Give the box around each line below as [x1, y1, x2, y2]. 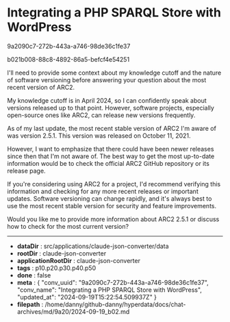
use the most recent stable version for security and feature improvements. [7, 201, 217, 210]
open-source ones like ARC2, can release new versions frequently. [7, 111, 196, 119]
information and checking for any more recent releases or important [7, 187, 199, 195]
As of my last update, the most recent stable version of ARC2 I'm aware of [7, 124, 217, 132]
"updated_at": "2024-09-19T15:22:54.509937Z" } [16, 293, 157, 301]
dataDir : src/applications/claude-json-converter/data [16, 242, 169, 250]
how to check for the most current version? [7, 222, 129, 230]
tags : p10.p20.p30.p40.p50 [16, 264, 97, 272]
